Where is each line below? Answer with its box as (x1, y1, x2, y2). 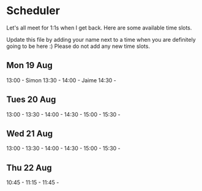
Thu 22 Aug (6, 162, 52, 173)
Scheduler (6, 4, 60, 18)
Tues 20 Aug (6, 95, 56, 105)
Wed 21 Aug (6, 128, 53, 139)
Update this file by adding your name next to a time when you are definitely (6, 36, 196, 43)
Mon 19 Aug (6, 60, 53, 71)
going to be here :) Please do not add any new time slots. (6, 42, 150, 50)
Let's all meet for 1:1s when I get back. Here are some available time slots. (6, 24, 192, 31)
